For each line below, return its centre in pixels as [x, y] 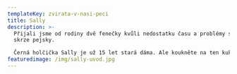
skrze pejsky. [34, 40]
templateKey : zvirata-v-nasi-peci [58, 14]
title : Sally [26, 20]
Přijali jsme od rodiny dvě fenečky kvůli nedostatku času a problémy [120, 33]
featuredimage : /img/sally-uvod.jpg [61, 60]
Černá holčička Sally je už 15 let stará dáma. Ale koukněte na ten [116, 53]
